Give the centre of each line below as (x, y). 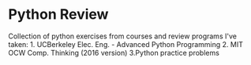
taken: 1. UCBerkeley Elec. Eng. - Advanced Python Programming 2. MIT (126, 44)
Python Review (58, 14)
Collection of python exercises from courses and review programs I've (122, 36)
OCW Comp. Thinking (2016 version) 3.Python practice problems (114, 52)
